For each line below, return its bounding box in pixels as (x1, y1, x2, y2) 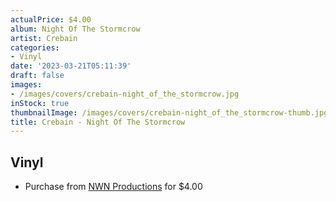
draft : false (10, 71, 65, 81)
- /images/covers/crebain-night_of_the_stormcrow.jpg (10, 89, 240, 99)
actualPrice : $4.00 (10, 14, 92, 25)
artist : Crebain (10, 33, 78, 43)
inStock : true (10, 98, 70, 108)
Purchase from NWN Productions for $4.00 (24, 181, 203, 193)
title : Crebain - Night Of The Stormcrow (10, 117, 186, 127)
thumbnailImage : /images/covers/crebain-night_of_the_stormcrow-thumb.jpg (10, 107, 329, 118)
